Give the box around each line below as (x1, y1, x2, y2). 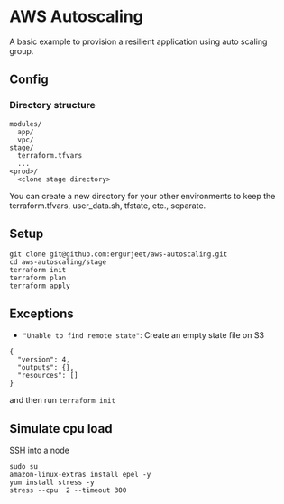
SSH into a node (9, 444, 69, 456)
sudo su (9, 463, 39, 472)
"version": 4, (17, 355, 70, 364)
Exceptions (9, 306, 74, 321)
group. (9, 45, 34, 56)
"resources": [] (17, 371, 78, 380)
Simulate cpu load (9, 421, 113, 436)
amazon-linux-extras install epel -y (9, 471, 151, 480)
